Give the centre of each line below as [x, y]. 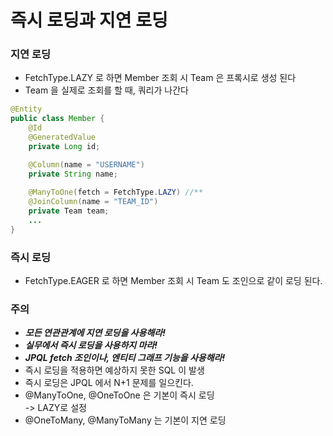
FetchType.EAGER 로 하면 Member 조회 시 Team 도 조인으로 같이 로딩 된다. [173, 281]
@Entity [26, 109]
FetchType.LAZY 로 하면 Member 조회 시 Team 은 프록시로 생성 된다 [160, 78]
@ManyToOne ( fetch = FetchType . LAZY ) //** [115, 192]
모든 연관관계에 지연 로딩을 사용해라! [95, 333]
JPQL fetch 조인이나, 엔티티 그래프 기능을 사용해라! [125, 358]
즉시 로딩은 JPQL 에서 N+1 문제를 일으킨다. [109, 383]
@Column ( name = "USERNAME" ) [86, 164]
